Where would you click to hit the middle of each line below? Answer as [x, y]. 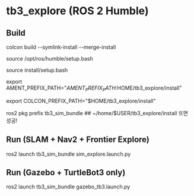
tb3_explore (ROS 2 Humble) [77, 11]
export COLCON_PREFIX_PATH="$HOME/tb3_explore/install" [81, 101]
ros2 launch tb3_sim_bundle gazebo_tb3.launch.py [68, 187]
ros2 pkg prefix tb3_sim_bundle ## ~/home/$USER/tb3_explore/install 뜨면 [97, 113]
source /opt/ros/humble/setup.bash [50, 59]
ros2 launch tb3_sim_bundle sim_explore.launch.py [69, 154]
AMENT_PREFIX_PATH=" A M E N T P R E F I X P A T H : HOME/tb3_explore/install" [94, 88]
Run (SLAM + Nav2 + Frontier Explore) [78, 140]
